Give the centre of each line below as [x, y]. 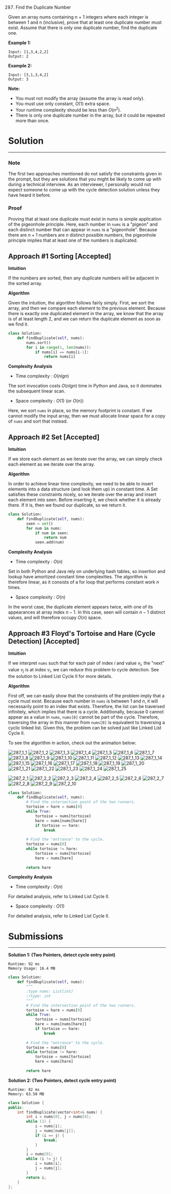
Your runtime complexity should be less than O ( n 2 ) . [68, 109]
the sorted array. [25, 283]
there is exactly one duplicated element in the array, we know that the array [86, 313]
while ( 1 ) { [39, 1122]
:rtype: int [39, 996]
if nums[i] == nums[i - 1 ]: [62, 352]
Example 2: [20, 66]
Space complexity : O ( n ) [40, 597]
